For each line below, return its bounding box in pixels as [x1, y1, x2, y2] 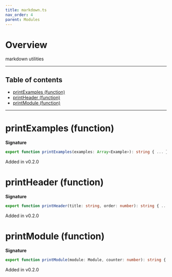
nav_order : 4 [5, 12, 33, 17]
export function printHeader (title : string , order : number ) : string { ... [5, 203, 168, 209]
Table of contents [5, 75, 62, 84]
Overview [5, 39, 48, 51]
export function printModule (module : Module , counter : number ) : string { [5, 257, 166, 262]
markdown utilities [5, 56, 44, 62]
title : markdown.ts [5, 7, 47, 13]
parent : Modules [5, 17, 40, 22]
